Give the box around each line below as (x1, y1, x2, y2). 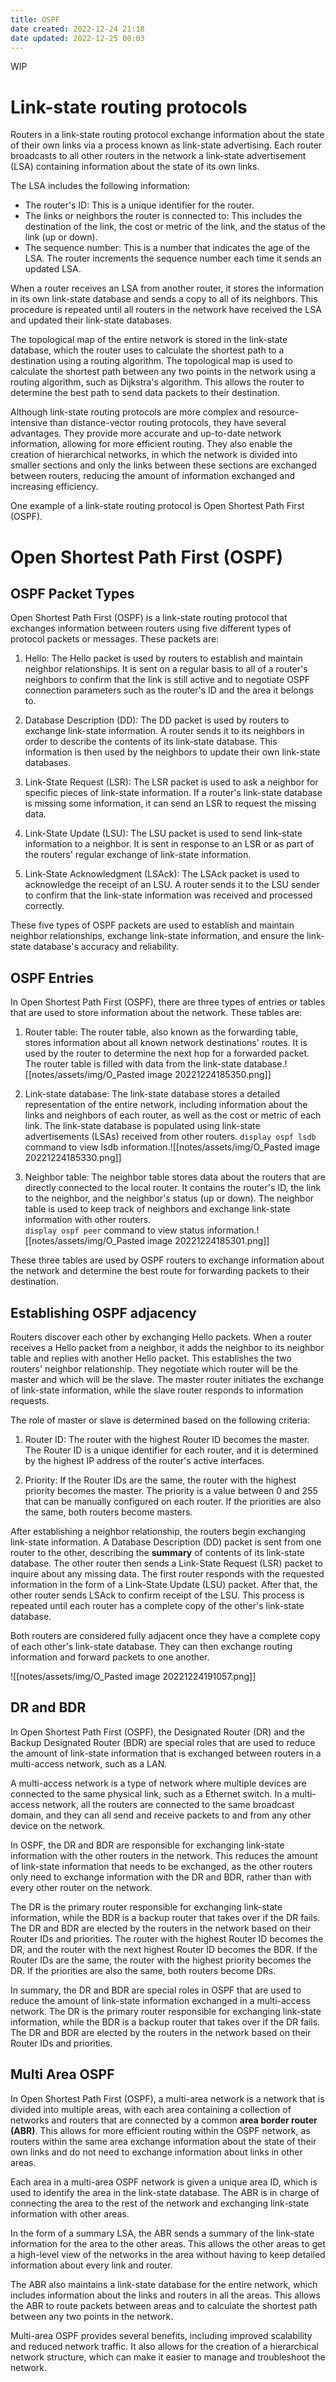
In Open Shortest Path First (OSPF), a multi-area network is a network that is (10, 2092, 325, 2105)
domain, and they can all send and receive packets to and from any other (10, 1809, 312, 1821)
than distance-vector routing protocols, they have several (49, 417, 287, 429)
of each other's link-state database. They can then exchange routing (10, 1640, 293, 1652)
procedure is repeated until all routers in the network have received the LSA (10, 304, 322, 316)
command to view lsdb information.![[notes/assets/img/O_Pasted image (24, 1141, 321, 1153)
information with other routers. (24, 1214, 152, 1226)
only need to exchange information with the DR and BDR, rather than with (10, 1871, 312, 1883)
